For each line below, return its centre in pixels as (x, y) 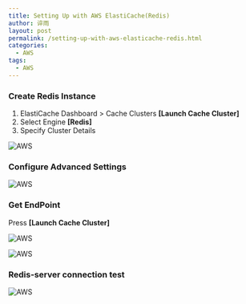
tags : (17, 61)
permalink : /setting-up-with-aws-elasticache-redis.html (105, 38)
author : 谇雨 (29, 23)
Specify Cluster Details (58, 131)
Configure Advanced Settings (67, 167)
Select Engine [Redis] (56, 122)
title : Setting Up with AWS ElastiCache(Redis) (89, 16)
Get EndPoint (34, 205)
